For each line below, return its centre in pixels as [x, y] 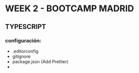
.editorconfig [25, 51]
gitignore [21, 56]
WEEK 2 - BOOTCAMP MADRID [69, 9]
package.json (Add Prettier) [40, 61]
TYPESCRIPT [26, 27]
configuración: [23, 41]
